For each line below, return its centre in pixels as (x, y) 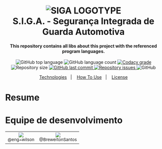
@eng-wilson (21, 140)
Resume (22, 97)
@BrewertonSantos (58, 140)
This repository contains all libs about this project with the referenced (83, 46)
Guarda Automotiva (83, 32)
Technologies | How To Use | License (83, 77)
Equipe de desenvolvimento (64, 120)
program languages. (83, 51)
